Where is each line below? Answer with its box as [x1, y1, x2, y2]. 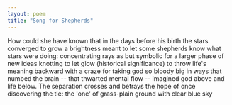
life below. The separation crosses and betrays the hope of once [7, 82, 196, 90]
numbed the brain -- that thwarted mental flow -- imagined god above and [7, 74, 225, 82]
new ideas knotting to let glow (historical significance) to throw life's [7, 59, 207, 67]
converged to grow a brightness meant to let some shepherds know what [7, 44, 221, 52]
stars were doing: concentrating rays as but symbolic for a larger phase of [7, 51, 224, 60]
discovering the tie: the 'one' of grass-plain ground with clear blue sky [7, 89, 213, 98]
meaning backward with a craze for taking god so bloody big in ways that [7, 67, 222, 75]
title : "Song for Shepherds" [7, 17, 94, 24]
